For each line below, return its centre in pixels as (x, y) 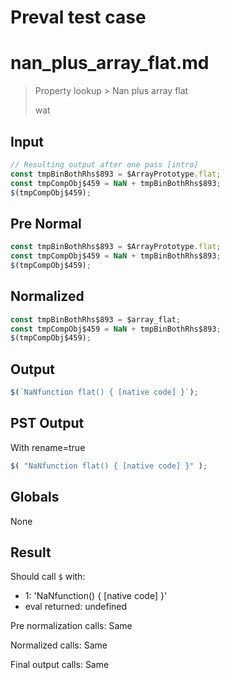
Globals (35, 497)
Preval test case (78, 17)
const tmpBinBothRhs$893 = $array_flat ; (96, 319)
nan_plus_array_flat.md (110, 63)
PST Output (47, 423)
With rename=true (48, 447)
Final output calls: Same (60, 665)
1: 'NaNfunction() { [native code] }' (96, 596)
